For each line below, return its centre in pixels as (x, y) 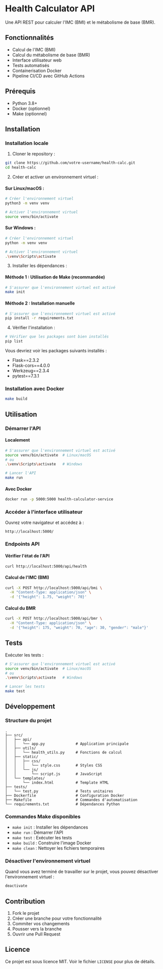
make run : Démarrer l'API (38, 832)
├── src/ (14, 735)
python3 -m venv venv (27, 203)
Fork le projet (26, 913)
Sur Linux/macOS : (25, 188)
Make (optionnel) (30, 113)
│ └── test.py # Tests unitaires (59, 791)
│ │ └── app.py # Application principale (67, 744)
